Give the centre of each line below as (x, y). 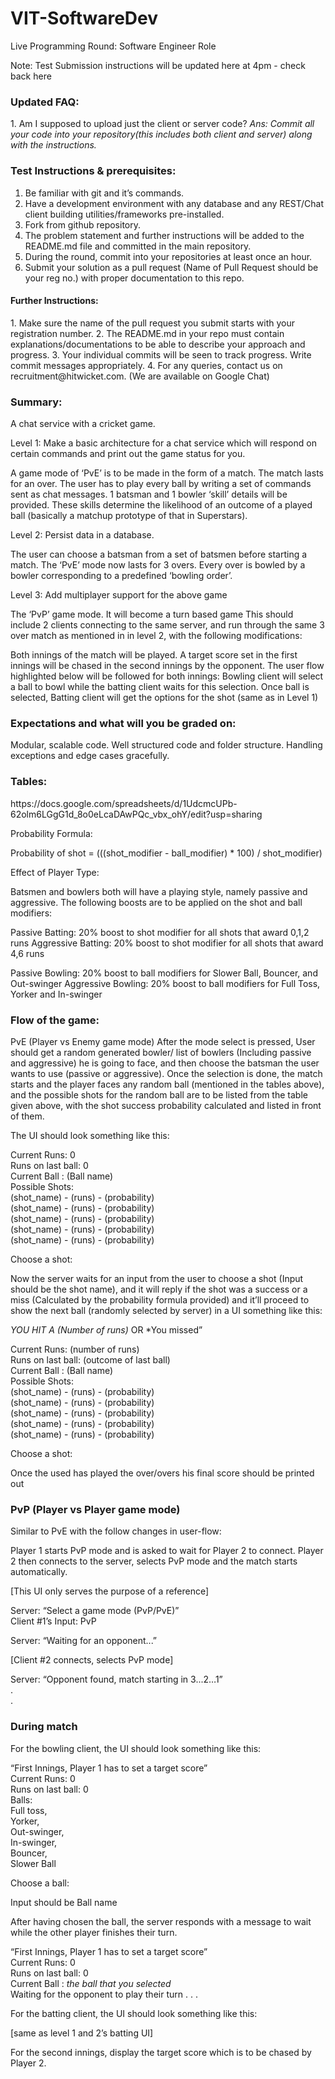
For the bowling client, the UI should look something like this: (136, 1748)
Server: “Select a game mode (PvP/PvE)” (95, 1611)
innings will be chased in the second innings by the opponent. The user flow (167, 666)
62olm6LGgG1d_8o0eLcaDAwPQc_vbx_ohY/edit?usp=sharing (136, 814)
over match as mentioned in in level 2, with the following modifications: (156, 636)
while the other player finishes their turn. (94, 1932)
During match (44, 1727)
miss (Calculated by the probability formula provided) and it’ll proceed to (160, 1299)
